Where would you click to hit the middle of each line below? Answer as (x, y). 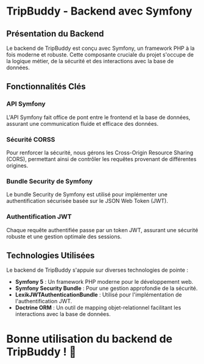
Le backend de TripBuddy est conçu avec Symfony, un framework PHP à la (100, 48)
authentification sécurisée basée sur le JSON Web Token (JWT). (87, 201)
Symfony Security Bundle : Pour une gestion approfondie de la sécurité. (106, 288)
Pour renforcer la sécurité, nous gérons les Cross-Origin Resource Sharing (100, 153)
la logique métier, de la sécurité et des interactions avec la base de (90, 61)
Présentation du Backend (55, 34)
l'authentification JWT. (44, 301)
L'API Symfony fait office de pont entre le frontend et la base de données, (98, 117)
